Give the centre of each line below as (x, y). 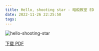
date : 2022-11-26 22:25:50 (33, 14)
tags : (11, 19)
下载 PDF (14, 43)
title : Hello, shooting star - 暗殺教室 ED (49, 10)
